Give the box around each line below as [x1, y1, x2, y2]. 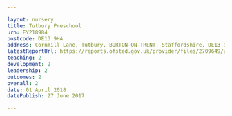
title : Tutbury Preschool [7, 22, 81, 30]
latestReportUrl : [7, 48, 57, 55]
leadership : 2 [7, 67, 48, 74]
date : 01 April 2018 [7, 86, 67, 93]
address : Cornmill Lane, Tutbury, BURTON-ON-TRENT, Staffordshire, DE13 [7, 42, 221, 49]
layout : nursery [7, 16, 54, 23]
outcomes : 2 [7, 73, 41, 80]
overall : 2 [7, 80, 39, 86]
